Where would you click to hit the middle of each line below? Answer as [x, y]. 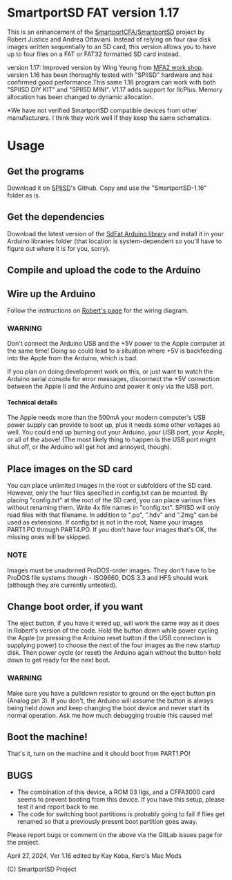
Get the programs [46, 171]
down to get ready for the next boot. [59, 660]
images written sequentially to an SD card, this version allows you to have [112, 46]
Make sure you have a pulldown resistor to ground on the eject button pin [112, 693]
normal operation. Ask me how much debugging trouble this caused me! [110, 715]
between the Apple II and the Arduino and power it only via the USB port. [110, 387]
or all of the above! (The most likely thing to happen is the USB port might [112, 440]
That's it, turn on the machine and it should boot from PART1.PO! [99, 754]
